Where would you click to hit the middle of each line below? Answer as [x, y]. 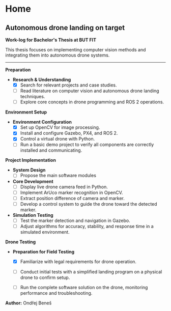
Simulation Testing [33, 215]
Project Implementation [31, 160]
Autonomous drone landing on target [65, 28]
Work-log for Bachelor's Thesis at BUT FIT [51, 40]
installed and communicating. [51, 150]
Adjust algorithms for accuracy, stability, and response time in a [87, 226]
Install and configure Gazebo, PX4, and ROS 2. [69, 133]
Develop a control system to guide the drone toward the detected [89, 204]
